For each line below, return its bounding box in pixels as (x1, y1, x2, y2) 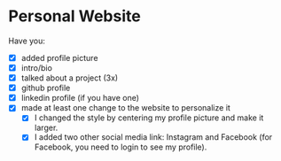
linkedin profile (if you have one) (20, 93, 139, 103)
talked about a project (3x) (20, 73, 119, 83)
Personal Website (8, 6, 141, 27)
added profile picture (20, 52, 98, 63)
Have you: (8, 35, 46, 46)
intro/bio (20, 63, 52, 73)
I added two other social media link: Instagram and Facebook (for (34, 132, 273, 142)
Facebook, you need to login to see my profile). (34, 142, 207, 152)
